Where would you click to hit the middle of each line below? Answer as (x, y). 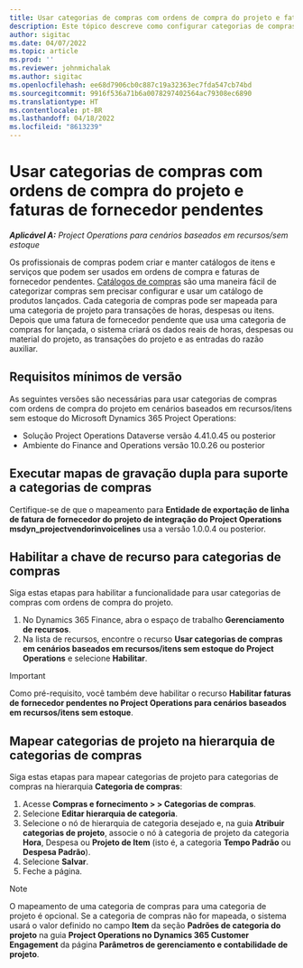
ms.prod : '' (32, 60)
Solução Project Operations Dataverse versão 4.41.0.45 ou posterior (149, 436)
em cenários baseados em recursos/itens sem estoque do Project (148, 649)
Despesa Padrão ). (56, 852)
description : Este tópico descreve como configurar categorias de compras (153, 26)
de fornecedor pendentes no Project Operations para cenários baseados (148, 703)
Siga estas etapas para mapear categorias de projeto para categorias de (144, 777)
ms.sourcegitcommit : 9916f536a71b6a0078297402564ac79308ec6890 (131, 93)
